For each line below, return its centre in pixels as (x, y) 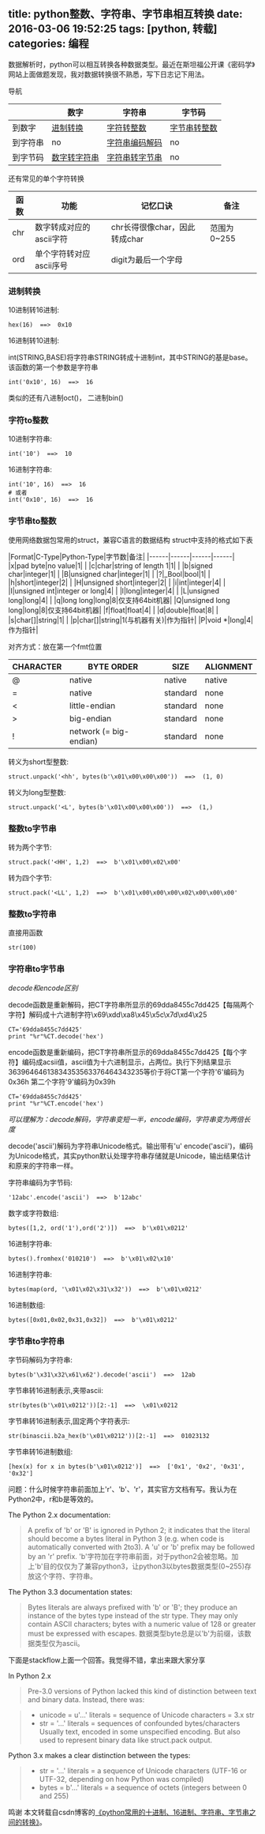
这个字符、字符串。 (65, 1576)
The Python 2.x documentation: (60, 1515)
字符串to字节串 (37, 969)
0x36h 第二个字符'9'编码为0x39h (62, 1082)
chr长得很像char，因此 (153, 227)
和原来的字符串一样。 (43, 1166)
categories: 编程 (49, 44)
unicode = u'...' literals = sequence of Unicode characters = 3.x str (147, 1715)
